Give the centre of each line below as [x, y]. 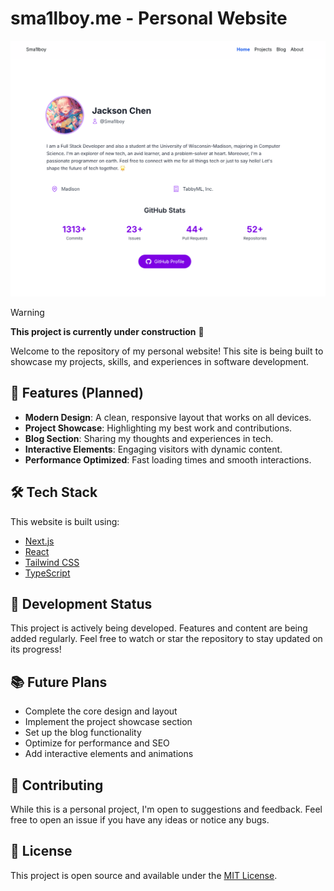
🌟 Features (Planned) [77, 393]
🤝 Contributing [57, 785]
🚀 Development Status [81, 603]
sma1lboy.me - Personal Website [149, 18]
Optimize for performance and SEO [97, 743]
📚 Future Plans [59, 682]
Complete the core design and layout [101, 711]
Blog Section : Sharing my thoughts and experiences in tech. [149, 438]
